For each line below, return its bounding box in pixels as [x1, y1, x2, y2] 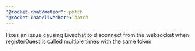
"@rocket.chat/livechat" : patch [6, 15, 88, 21]
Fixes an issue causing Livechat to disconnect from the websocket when [6, 31, 189, 38]
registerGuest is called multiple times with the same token [6, 38, 152, 45]
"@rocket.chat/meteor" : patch [6, 8, 83, 15]
